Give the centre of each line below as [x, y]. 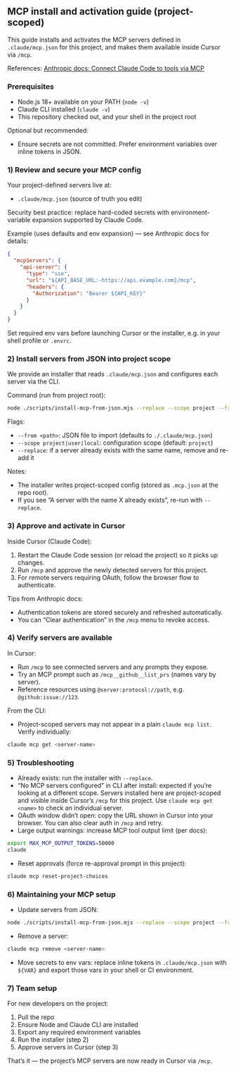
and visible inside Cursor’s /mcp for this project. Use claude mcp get [115, 800]
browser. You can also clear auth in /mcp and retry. [90, 823]
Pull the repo [36, 1017]
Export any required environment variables [79, 1032]
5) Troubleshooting [41, 763]
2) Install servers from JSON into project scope [89, 359]
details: [18, 241]
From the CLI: [27, 710]
